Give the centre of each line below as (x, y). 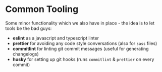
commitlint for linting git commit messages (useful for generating (80, 48)
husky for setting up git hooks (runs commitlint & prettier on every (83, 59)
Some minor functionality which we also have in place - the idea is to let (80, 23)
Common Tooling (42, 9)
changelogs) (25, 54)
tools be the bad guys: (29, 28)
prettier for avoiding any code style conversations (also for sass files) (85, 43)
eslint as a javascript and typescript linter (56, 38)
